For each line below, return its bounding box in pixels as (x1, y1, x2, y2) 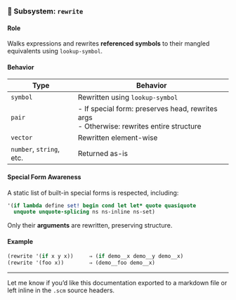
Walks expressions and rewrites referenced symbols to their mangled (7, 39, 210, 48)
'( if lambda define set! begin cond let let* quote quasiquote (7, 202, 197, 209)
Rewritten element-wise (77, 133, 158, 143)
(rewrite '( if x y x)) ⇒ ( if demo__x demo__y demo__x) (7, 253, 184, 260)
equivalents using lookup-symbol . (7, 47, 103, 56)
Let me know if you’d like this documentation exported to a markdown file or (7, 279, 228, 287)
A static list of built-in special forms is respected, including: (7, 188, 179, 197)
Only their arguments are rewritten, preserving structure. (7, 221, 173, 230)
